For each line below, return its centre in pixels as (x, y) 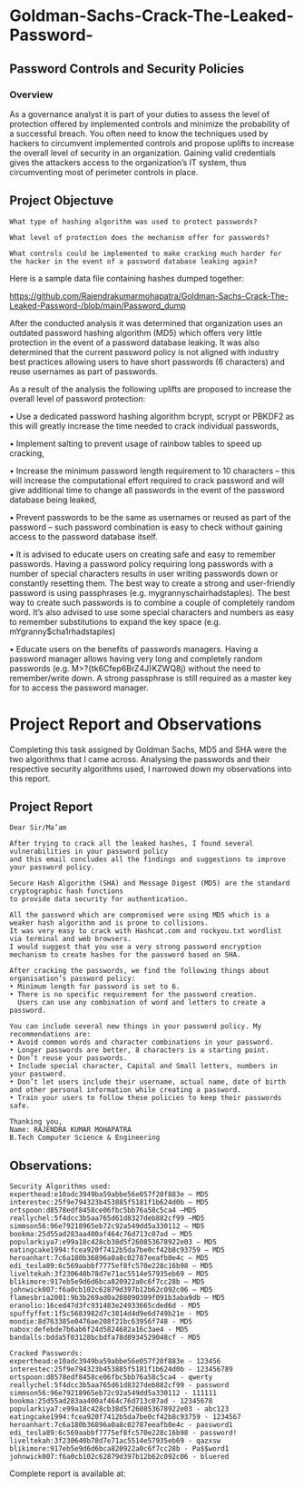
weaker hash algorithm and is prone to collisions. (109, 923)
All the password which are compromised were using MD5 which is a (140, 915)
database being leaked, (53, 500)
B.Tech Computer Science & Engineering (85, 1138)
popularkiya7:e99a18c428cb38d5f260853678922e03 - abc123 (119, 1409)
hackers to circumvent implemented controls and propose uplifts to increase (152, 143)
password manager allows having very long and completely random (136, 659)
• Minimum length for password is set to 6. (95, 987)
